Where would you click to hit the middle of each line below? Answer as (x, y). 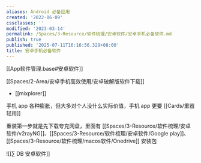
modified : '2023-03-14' (36, 28)
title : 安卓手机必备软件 (34, 51)
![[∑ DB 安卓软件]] (28, 153)
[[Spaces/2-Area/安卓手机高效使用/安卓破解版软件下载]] (76, 81)
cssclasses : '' (25, 23)
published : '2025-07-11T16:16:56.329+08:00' (63, 46)
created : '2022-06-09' (34, 17)
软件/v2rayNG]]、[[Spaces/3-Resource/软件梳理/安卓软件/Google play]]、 (98, 133)
